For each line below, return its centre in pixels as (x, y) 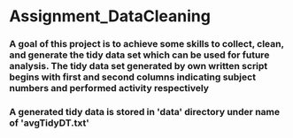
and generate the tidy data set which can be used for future (139, 55)
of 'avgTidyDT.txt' (50, 123)
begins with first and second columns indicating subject (133, 77)
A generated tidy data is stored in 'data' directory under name (145, 112)
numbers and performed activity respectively (109, 88)
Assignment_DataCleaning (110, 16)
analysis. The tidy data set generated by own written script (139, 66)
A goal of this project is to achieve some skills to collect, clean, (147, 44)
